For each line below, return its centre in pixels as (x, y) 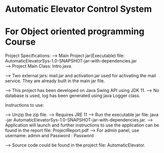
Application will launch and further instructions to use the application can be (82, 125)
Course (20, 42)
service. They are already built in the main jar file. (55, 81)
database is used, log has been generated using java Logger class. (73, 96)
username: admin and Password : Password (50, 136)
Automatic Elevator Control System (79, 9)
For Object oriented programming (75, 32)
